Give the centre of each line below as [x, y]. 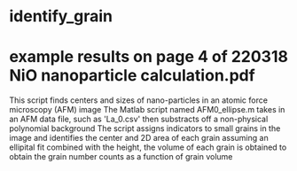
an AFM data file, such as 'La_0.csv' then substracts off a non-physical [139, 119]
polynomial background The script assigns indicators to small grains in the [145, 128]
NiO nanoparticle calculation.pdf [132, 76]
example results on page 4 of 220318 [148, 57]
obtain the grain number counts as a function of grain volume [121, 157]
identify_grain [61, 16]
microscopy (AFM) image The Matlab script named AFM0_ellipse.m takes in [147, 110]
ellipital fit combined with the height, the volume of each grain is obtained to [148, 147]
